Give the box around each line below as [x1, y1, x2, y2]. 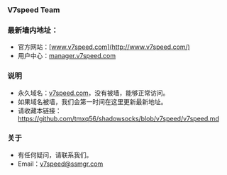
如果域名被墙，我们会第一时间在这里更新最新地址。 [17, 97, 167, 106]
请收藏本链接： [17, 106, 62, 115]
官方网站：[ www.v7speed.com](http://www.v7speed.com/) [17, 43, 190, 51]
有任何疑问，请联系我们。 [17, 150, 93, 159]
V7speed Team [7, 5, 60, 15]
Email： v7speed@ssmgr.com [17, 159, 104, 168]
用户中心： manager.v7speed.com [17, 52, 116, 60]
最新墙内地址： [7, 25, 59, 35]
